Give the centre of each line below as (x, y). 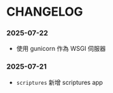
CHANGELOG (45, 12)
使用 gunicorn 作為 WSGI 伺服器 (61, 49)
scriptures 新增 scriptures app (60, 82)
